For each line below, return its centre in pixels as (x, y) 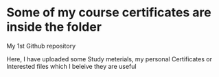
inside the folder (54, 27)
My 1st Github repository (41, 46)
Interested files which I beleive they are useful (71, 66)
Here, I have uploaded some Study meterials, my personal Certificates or (109, 59)
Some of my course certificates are (109, 13)
